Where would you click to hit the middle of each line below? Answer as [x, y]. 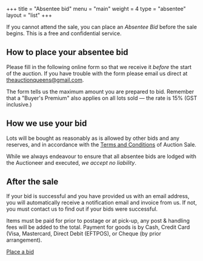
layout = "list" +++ [29, 15]
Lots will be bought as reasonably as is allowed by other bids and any [93, 138]
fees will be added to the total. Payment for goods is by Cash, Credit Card [98, 227]
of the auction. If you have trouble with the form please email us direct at [97, 73]
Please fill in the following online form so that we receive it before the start [99, 67]
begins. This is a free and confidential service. [64, 33]
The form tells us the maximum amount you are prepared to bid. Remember [100, 91]
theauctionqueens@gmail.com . [45, 80]
